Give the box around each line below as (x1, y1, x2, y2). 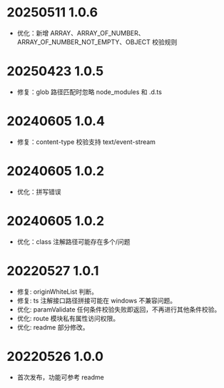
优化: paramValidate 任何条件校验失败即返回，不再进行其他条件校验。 (16, 305, 221, 314)
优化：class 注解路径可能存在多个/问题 (16, 237, 131, 246)
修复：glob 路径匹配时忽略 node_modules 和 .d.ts (16, 87, 162, 96)
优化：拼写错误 (16, 187, 61, 196)
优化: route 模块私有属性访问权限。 (16, 314, 120, 322)
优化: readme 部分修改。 (16, 322, 89, 332)
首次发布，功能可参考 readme (16, 372, 104, 382)
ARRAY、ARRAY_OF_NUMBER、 (50, 29, 145, 37)
